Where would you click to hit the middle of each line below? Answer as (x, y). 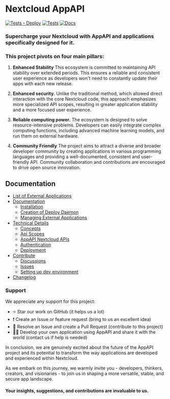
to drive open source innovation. (47, 168)
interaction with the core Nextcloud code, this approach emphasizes (84, 99)
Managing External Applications (54, 217)
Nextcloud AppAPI (45, 9)
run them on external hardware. (46, 136)
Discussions (33, 261)
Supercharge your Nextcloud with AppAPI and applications (80, 36)
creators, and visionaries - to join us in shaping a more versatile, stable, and (85, 373)
